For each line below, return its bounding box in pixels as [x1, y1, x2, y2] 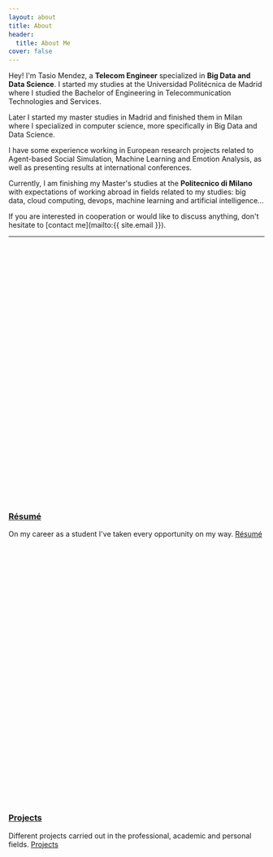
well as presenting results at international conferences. [8, 163, 193, 172]
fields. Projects [8, 839, 58, 849]
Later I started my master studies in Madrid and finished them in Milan [8, 112, 243, 122]
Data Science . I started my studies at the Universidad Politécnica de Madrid [8, 80, 262, 89]
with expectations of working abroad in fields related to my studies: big [8, 187, 246, 197]
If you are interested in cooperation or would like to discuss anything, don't [8, 211, 259, 221]
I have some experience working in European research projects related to [8, 146, 254, 155]
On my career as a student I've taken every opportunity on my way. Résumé [8, 529, 262, 539]
